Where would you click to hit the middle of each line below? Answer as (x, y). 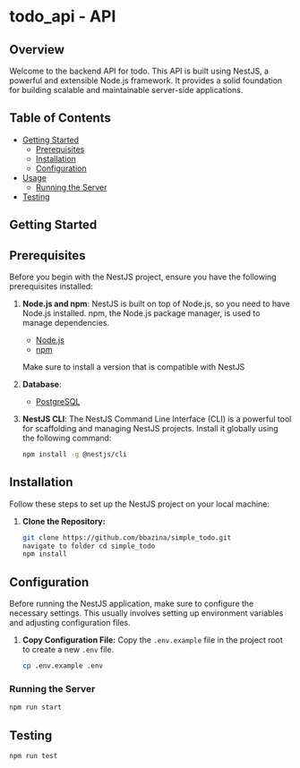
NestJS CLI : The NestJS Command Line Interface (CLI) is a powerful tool (157, 419)
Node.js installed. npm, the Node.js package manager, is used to (141, 313)
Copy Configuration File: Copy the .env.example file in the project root (153, 640)
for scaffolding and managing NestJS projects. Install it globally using (150, 429)
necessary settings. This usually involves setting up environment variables (146, 613)
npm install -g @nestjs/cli (74, 455)
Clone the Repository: (64, 521)
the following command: (67, 438)
